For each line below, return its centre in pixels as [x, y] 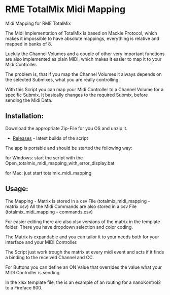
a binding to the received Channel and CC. [50, 257]
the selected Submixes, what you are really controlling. [63, 79]
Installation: [25, 116]
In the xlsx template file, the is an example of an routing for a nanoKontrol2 [83, 282]
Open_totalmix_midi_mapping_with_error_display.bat [60, 163]
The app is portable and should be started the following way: [69, 148]
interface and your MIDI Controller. [41, 242]
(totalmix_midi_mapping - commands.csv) [49, 212]
